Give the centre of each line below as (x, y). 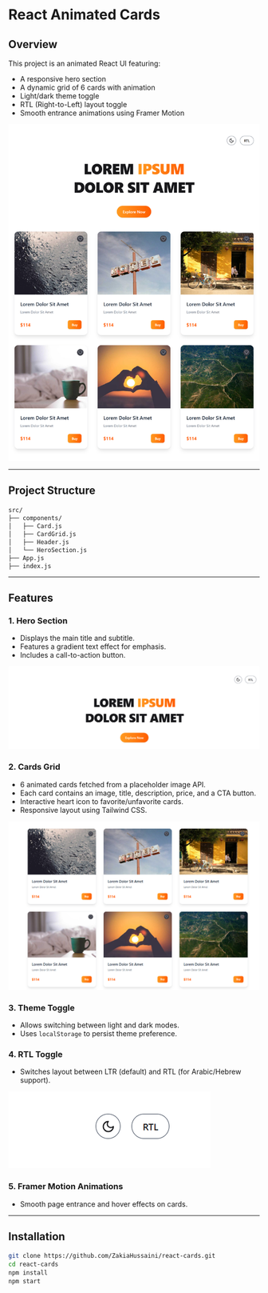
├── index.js (30, 566)
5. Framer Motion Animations (66, 1187)
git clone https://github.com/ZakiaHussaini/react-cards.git (112, 1256)
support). (35, 1080)
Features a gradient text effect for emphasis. (93, 646)
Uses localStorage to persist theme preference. (99, 1033)
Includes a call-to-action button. (73, 655)
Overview (33, 44)
